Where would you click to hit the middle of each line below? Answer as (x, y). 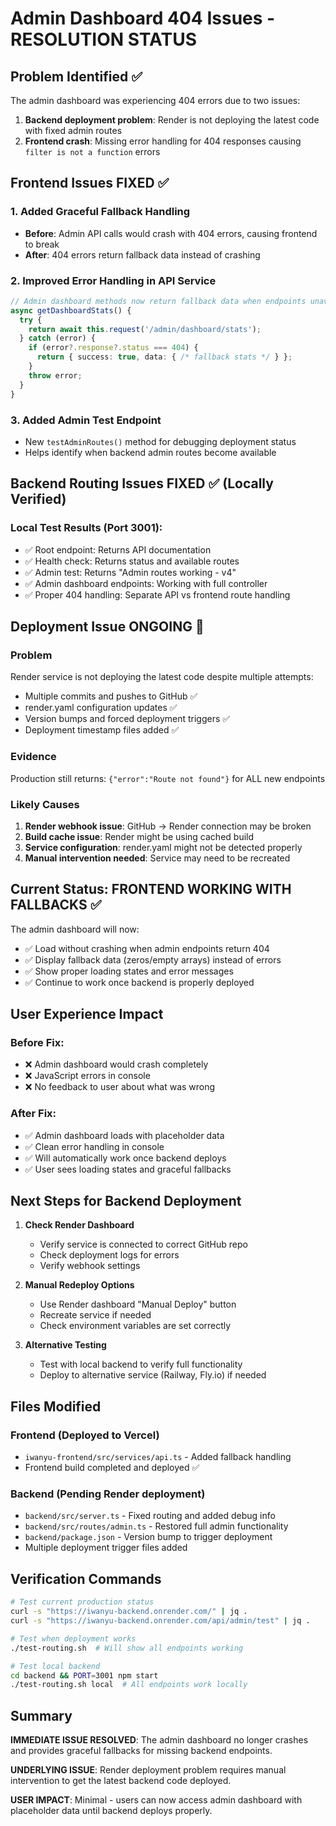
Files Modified (56, 1406)
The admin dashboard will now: (75, 929)
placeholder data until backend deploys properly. (111, 1811)
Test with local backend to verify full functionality (141, 1364)
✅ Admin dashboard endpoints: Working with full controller (146, 583)
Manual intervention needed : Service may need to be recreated (157, 858)
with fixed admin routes (73, 130)
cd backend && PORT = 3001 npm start (84, 1675)
